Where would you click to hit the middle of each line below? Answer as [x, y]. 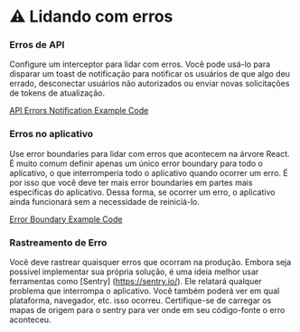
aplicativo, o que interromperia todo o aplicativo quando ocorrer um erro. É [149, 172]
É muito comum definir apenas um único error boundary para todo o [136, 163]
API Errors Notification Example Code [79, 111]
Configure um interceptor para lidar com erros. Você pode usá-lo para [140, 64]
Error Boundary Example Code [66, 219]
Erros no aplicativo [52, 134]
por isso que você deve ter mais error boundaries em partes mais [131, 182]
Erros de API [37, 45]
